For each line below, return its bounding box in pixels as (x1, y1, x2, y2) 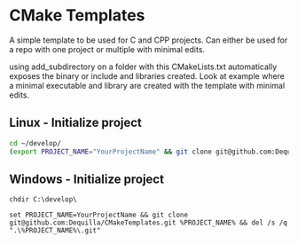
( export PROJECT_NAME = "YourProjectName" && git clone (9, 147, 213, 156)
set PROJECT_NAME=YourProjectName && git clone (9, 210, 189, 220)
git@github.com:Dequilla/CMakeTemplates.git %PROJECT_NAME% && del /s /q (9, 218, 288, 227)
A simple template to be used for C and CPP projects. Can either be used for (9, 35, 288, 45)
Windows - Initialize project (9, 171, 164, 186)
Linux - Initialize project (9, 115, 142, 130)
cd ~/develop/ (9, 138, 62, 147)
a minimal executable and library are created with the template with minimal (9, 80, 286, 91)
